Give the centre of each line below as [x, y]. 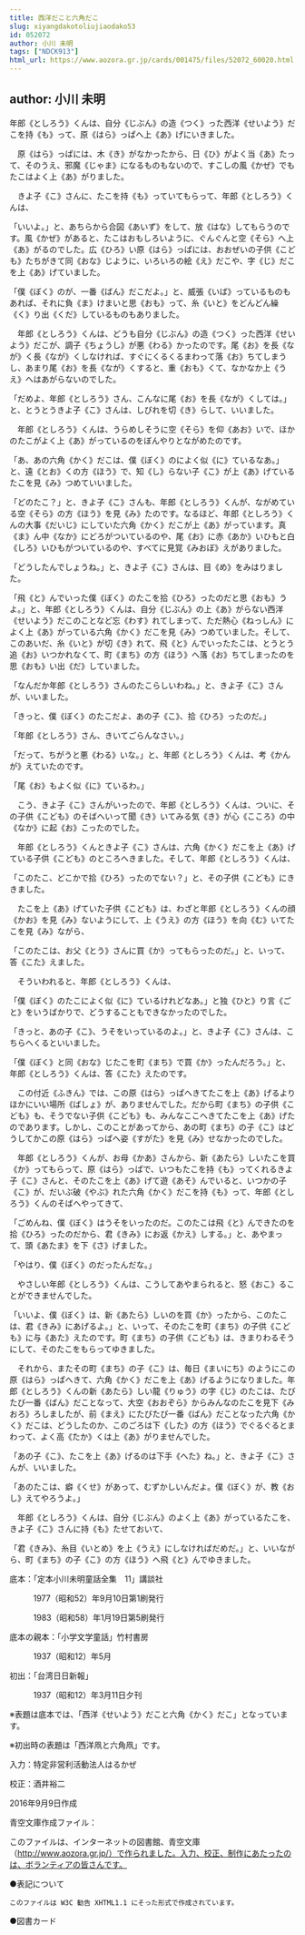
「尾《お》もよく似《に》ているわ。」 [79, 785]
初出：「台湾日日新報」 [51, 1675]
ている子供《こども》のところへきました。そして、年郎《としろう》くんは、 [152, 858]
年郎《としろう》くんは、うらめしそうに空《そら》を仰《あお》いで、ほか [156, 429]
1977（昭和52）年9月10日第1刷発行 [98, 1598]
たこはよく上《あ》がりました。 [69, 176]
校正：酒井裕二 [37, 1783]
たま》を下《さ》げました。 [100, 1245]
